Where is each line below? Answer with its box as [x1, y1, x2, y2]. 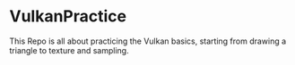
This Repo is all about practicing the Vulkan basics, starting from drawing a [9, 36, 287, 46]
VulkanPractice [9, 6, 127, 27]
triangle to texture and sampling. [9, 45, 129, 55]
